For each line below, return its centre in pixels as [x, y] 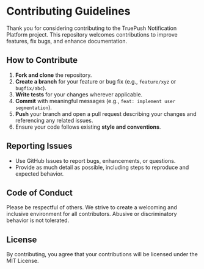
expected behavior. [39, 174]
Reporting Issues [39, 146]
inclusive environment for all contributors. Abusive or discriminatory [92, 214]
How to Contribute [42, 60]
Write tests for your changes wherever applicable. [79, 94]
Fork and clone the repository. [53, 75]
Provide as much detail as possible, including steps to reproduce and [102, 167]
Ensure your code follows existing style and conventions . [88, 127]
